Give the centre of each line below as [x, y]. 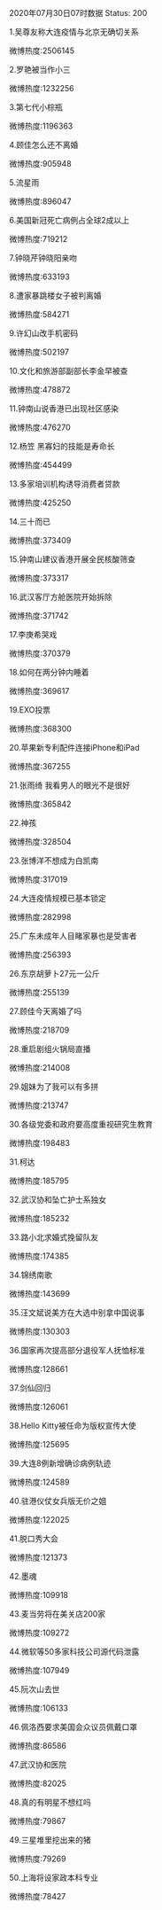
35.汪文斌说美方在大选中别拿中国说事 [77, 1313]
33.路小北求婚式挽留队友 [54, 1237]
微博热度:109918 [39, 1595]
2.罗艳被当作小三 [40, 70]
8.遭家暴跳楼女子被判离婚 [55, 296]
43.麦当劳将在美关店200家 [58, 1614]
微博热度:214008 [40, 1068]
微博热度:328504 [41, 842]
